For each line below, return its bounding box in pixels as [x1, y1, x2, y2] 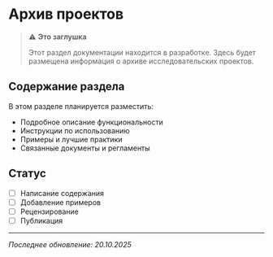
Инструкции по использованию [19, 125, 130, 135]
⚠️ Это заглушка [28, 32, 87, 41]
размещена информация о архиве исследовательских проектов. [28, 56, 254, 66]
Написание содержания [19, 188, 104, 198]
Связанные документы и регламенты [19, 143, 150, 153]
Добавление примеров [19, 197, 102, 207]
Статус [8, 167, 46, 181]
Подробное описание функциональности [19, 117, 164, 127]
